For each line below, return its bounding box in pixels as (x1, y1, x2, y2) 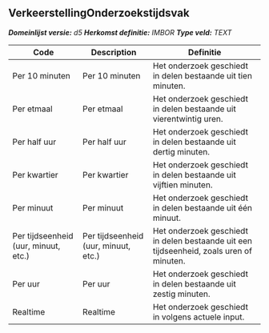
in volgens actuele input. (152, 311, 245, 323)
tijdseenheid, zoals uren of (152, 245, 252, 256)
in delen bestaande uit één (152, 202, 253, 213)
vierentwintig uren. (152, 113, 223, 124)
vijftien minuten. (152, 179, 213, 191)
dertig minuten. (152, 146, 211, 157)
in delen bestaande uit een (152, 235, 253, 247)
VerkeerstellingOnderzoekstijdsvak (8, 6, 190, 20)
